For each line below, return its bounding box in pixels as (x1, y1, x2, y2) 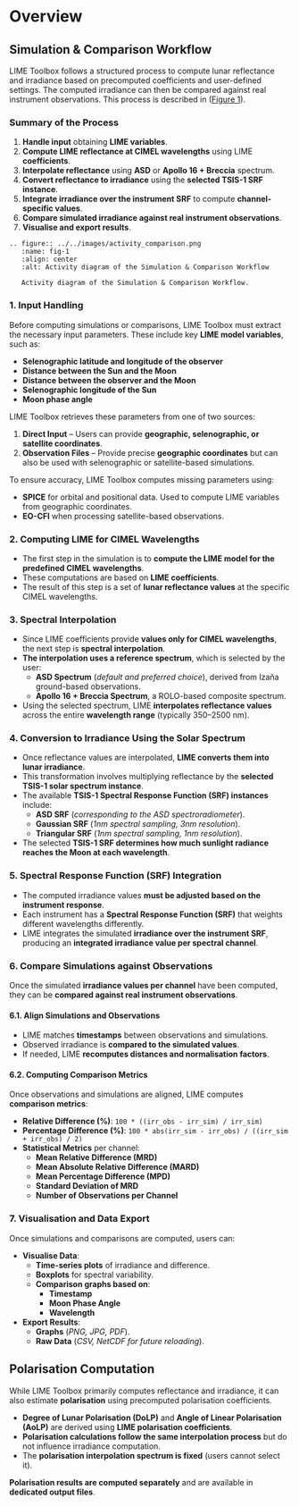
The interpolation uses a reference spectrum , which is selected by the (21, 652, 286, 663)
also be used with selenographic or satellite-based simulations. (21, 457, 255, 467)
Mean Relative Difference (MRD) (35, 1152, 158, 1163)
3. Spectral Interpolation (9, 613, 117, 626)
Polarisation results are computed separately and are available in (9, 1477, 253, 1487)
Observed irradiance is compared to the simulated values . (21, 1039, 239, 1050)
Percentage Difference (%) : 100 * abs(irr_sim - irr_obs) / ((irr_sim (21, 1125, 288, 1136)
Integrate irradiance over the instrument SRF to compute (21, 194, 236, 205)
